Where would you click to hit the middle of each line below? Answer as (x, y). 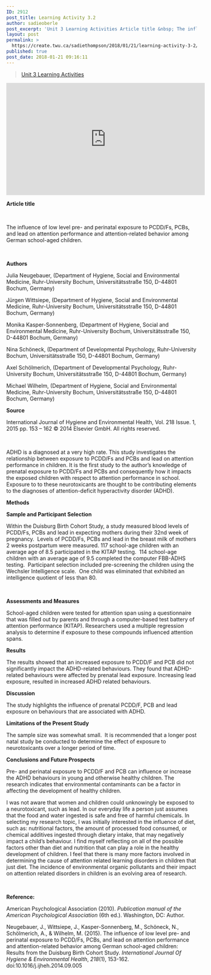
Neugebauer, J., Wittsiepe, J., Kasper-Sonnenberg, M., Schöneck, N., (93, 926)
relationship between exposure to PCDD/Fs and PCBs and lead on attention (100, 458)
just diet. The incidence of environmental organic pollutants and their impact (101, 867)
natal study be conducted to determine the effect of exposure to (86, 741)
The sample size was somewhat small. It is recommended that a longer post (102, 735)
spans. (15, 638)
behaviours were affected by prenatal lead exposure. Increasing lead (111, 675)
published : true (27, 52)
